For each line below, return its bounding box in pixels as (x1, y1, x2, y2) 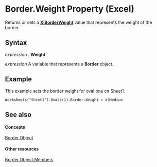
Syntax (5, 39, 27, 47)
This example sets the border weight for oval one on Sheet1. (5, 88, 125, 94)
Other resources (5, 146, 39, 151)
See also (5, 110, 32, 118)
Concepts (5, 124, 25, 130)
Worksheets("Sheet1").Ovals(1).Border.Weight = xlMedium (5, 97, 123, 102)
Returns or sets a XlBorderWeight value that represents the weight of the (5, 19, 152, 25)
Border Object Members (5, 157, 53, 163)
